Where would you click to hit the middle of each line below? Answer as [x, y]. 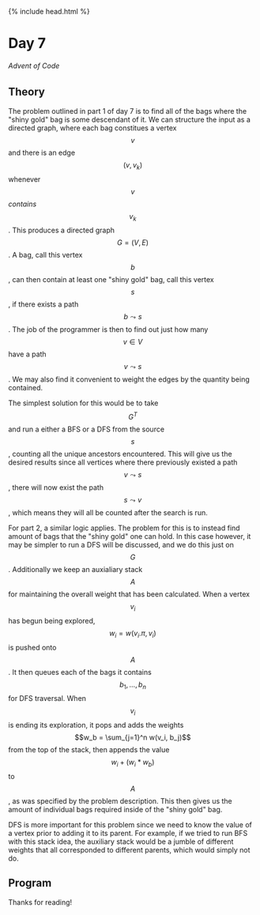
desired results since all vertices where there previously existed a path [123, 462]
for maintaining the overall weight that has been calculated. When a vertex [129, 594]
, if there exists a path [43, 304]
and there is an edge [42, 152]
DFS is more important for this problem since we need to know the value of [130, 825]
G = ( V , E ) [133, 243]
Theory [27, 92]
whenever [24, 179]
